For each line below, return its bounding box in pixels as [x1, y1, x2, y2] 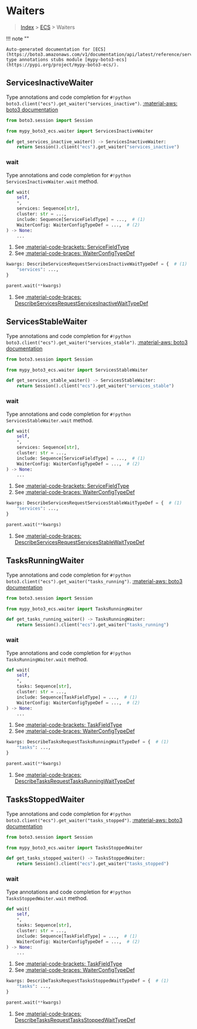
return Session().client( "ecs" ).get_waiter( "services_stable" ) [16, 383, 175, 389]
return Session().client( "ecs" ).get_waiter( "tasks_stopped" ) [16, 861, 169, 867]
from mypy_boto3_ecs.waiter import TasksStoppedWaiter [6, 845, 143, 851]
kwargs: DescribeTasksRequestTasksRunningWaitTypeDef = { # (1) [6, 739, 169, 745]
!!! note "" [6, 35, 29, 42]
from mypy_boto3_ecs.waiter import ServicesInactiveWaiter [6, 128, 154, 134]
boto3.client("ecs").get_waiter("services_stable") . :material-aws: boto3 [6, 339, 188, 346]
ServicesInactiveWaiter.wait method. [6, 178, 98, 185]
